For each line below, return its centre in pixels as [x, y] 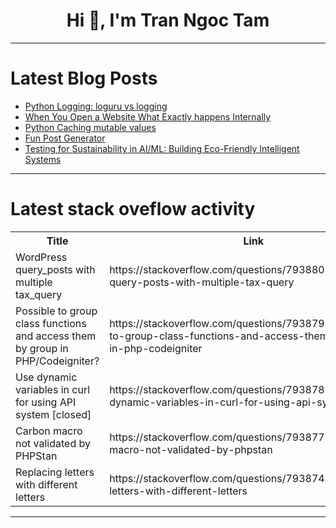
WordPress [41, 257]
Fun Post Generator [65, 138]
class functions [51, 323]
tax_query [39, 294]
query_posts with [55, 269]
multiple [34, 282]
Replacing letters [55, 472]
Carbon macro [49, 431]
